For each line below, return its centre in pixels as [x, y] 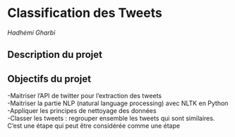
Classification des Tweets [85, 13]
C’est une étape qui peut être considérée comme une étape [94, 126]
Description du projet [55, 55]
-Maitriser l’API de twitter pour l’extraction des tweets [85, 96]
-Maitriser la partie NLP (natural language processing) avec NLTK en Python [118, 103]
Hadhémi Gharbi [31, 32]
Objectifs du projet [49, 79]
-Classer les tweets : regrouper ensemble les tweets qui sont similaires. [111, 119]
